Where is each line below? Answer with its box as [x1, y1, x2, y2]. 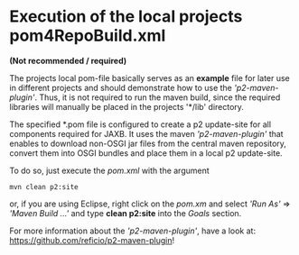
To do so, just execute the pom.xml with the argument [9, 165, 210, 176]
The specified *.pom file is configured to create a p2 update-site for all [9, 119, 272, 130]
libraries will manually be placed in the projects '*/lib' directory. [9, 101, 244, 112]
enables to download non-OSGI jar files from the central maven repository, [9, 138, 287, 149]
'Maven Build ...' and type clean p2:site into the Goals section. [9, 207, 242, 218]
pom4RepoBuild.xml [9, 25, 166, 46]
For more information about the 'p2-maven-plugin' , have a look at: [9, 225, 256, 236]
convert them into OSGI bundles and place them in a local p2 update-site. [9, 147, 283, 159]
